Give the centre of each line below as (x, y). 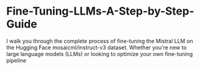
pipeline (16, 60)
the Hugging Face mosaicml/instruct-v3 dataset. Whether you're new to (97, 47)
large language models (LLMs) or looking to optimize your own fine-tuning (100, 54)
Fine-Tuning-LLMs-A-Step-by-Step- (100, 11)
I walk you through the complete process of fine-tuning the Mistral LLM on (100, 41)
